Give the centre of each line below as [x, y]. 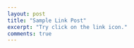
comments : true [30, 34]
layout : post [26, 14]
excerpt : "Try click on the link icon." [68, 27]
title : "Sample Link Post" [47, 20]
